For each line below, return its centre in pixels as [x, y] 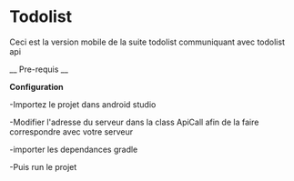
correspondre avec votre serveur [71, 131]
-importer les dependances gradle [74, 149]
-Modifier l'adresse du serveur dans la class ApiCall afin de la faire [134, 122]
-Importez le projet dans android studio [83, 104]
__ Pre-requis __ [39, 69]
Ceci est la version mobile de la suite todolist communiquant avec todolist [147, 42]
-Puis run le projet [43, 166]
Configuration [36, 86]
